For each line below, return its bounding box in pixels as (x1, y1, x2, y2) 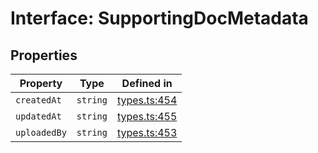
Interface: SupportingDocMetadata (10, 7, 309, 30)
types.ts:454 (116, 93, 178, 107)
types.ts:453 (116, 126, 178, 139)
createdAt (15, 95, 62, 106)
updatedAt (15, 111, 62, 122)
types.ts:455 (116, 110, 178, 123)
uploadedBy (15, 127, 67, 138)
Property (19, 77, 63, 90)
